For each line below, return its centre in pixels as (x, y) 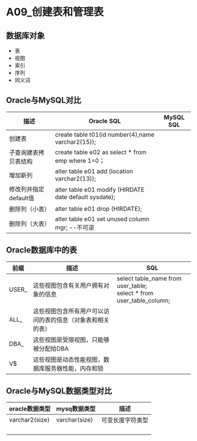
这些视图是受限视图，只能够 (71, 339)
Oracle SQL (105, 121)
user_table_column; (143, 300)
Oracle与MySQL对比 (44, 100)
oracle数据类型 (30, 409)
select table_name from (149, 278)
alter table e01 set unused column (102, 219)
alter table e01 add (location (94, 171)
